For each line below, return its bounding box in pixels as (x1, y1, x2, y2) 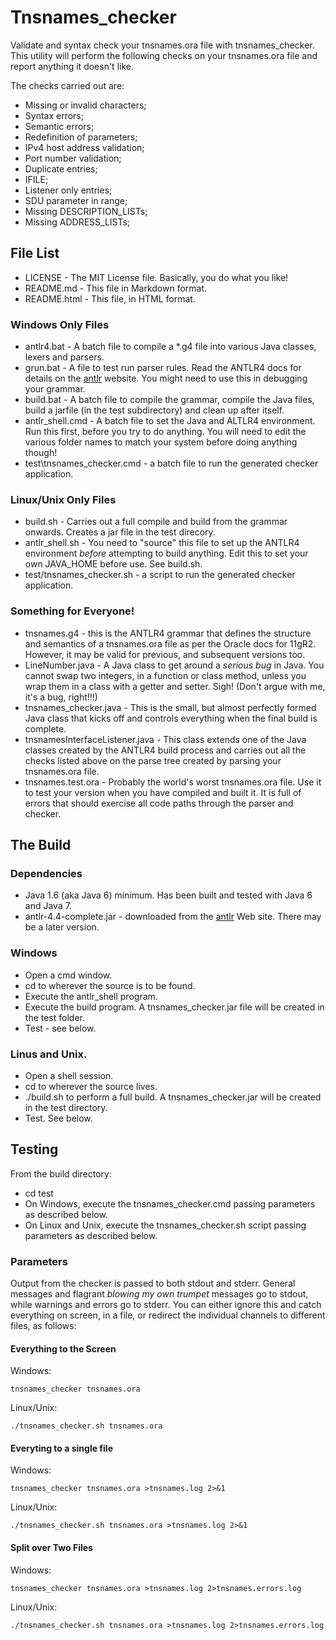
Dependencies (10, 866, 83, 880)
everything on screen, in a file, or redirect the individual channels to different (10, 1309, 326, 1321)
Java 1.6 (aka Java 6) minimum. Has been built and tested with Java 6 (24, 889, 313, 901)
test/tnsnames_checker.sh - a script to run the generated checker (24, 569, 296, 581)
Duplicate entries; (24, 162, 98, 175)
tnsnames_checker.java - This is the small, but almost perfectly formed (24, 701, 317, 713)
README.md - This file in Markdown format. (24, 282, 208, 294)
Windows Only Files (10, 317, 110, 331)
